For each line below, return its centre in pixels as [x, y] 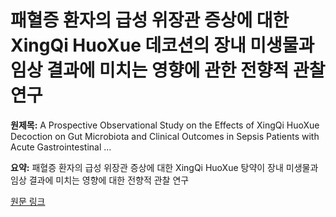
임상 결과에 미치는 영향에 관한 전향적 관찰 [168, 70]
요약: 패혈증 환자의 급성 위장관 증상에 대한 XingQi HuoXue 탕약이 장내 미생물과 [164, 167]
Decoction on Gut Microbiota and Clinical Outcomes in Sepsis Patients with [165, 136]
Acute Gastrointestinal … [61, 147]
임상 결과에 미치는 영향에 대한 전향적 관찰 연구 [100, 180]
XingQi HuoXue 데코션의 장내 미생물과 [162, 45]
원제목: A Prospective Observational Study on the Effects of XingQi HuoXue [165, 125]
